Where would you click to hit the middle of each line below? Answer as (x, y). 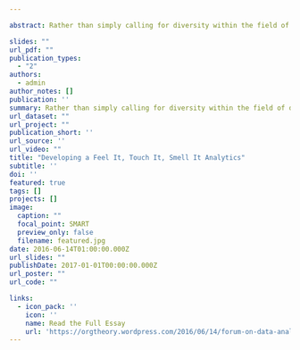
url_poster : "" (37, 274)
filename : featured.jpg (61, 241)
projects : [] (33, 199)
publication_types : (46, 58)
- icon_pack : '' (47, 306)
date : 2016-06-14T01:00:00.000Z (69, 249)
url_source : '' (37, 141)
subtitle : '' (33, 166)
